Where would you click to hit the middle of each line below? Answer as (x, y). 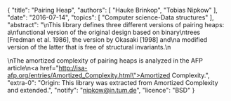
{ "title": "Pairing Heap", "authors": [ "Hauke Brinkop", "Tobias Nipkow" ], (112, 10)
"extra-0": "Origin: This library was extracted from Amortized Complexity (113, 83)
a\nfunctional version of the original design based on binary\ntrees (104, 32)
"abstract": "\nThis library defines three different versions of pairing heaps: (116, 25)
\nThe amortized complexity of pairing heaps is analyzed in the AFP (105, 61)
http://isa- (73, 68)
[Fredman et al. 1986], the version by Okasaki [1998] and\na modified (107, 40)
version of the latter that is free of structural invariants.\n (89, 47)
